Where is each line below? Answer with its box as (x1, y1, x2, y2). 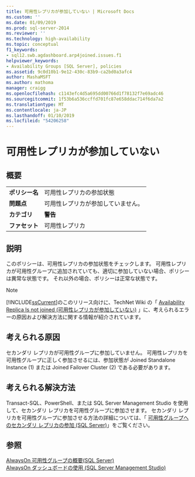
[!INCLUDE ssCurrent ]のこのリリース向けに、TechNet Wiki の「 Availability (6, 298, 185, 306)
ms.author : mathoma (6, 80, 54, 86)
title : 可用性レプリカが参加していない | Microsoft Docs (6, 8, 135, 15)
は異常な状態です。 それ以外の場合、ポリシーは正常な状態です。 (6, 275, 161, 282)
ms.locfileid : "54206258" (6, 118, 69, 124)
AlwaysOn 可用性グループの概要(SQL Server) (6, 457, 114, 464)
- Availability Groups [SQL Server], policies (6, 63, 122, 69)
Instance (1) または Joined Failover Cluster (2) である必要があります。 (6, 363, 174, 371)
